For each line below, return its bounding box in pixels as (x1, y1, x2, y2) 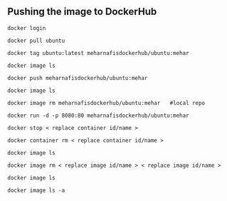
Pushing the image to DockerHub (7, 6, 157, 18)
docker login (7, 24, 46, 31)
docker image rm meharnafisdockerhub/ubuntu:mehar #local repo (7, 99, 205, 106)
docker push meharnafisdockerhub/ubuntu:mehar (7, 74, 148, 81)
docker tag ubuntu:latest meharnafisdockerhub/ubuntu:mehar (7, 49, 190, 56)
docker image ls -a (7, 187, 65, 194)
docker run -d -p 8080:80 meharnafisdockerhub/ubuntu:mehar (7, 112, 190, 119)
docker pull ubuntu (7, 37, 65, 44)
